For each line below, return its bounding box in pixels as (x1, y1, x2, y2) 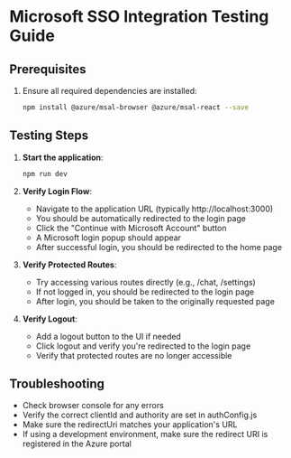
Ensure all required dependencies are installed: (22, 86, 197, 96)
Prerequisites (9, 61, 86, 77)
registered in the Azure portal (22, 438, 132, 449)
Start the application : (22, 152, 104, 163)
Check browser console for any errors (22, 400, 164, 411)
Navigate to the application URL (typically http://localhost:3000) (35, 203, 274, 214)
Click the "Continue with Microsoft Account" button (35, 222, 227, 233)
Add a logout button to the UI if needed (35, 331, 182, 341)
